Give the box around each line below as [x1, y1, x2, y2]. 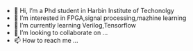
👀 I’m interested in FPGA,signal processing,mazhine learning [13, 14, 187, 22]
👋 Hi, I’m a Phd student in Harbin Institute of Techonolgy [13, 7, 175, 14]
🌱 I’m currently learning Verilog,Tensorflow [13, 21, 137, 29]
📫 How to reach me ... [13, 37, 78, 44]
